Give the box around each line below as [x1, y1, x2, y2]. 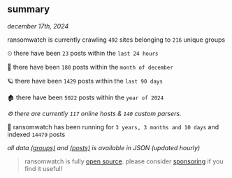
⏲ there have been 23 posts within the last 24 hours [7, 49, 159, 57]
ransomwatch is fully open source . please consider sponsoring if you [24, 157, 224, 165]
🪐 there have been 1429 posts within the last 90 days [7, 76, 163, 85]
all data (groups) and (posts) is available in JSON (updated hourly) [7, 143, 201, 152]
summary [7, 3, 50, 15]
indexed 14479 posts [7, 130, 66, 138]
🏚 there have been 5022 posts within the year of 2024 [7, 93, 164, 102]
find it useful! [24, 164, 63, 172]
